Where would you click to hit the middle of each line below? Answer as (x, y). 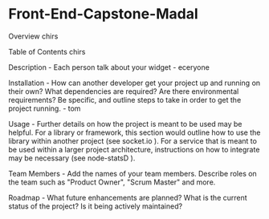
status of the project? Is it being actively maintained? (96, 206)
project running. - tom (45, 108)
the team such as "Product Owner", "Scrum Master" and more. (112, 182)
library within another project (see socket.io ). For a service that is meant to (132, 140)
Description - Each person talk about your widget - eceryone (109, 67)
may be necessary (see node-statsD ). (72, 158)
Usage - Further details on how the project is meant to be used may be (125, 124)
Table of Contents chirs (47, 51)
